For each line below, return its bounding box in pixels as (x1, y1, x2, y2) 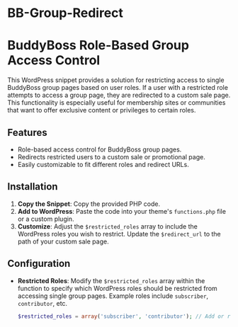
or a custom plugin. (17, 214, 74, 223)
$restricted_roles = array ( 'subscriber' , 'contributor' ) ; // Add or (17, 313, 225, 320)
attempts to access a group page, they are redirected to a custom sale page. (7, 91, 231, 100)
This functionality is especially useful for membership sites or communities (7, 98, 226, 107)
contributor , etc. (17, 299, 68, 307)
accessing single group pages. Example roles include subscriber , (17, 292, 209, 300)
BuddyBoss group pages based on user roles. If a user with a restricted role (7, 84, 229, 92)
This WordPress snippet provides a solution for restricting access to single (7, 76, 225, 84)
